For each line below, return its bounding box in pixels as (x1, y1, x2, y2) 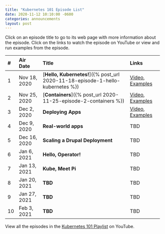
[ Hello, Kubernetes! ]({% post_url (42, 71, 120, 78)
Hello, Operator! (42, 151, 81, 158)
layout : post (5, 21, 32, 26)
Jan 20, (19, 176, 37, 183)
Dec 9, (19, 120, 34, 127)
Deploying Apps (42, 109, 81, 116)
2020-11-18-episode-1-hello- (42, 77, 120, 84)
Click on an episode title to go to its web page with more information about (5, 34, 156, 40)
